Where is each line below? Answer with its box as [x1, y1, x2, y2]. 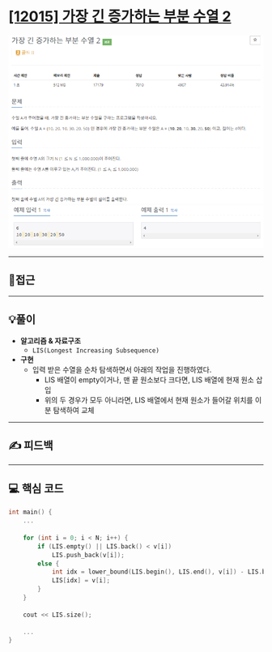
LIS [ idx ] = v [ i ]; [51, 577, 111, 585]
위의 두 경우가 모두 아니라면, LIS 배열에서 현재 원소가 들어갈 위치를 [44, 394, 253, 405]
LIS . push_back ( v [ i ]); [51, 551, 125, 559]
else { [37, 560, 60, 568]
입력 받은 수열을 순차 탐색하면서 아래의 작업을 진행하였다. [32, 364, 212, 374]
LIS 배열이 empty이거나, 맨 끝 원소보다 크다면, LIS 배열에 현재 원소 [44, 374, 255, 385]
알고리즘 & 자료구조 [19, 335, 81, 345]
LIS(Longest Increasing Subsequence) [32, 346, 160, 355]
